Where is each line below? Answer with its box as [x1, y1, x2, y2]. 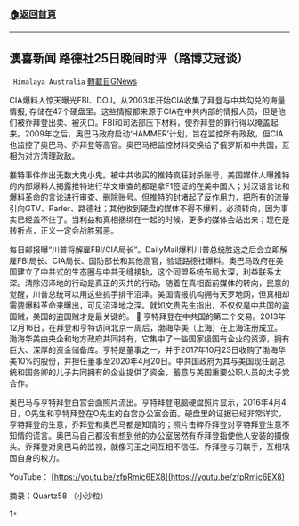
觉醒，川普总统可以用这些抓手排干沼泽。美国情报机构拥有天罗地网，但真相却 [9, 289, 290, 300]
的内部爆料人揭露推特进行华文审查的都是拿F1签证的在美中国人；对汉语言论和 [9, 181, 290, 192]
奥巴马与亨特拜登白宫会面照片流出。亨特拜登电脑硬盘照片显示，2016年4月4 [9, 397, 287, 407]
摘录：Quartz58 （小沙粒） [9, 490, 109, 501]
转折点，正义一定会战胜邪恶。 [9, 226, 118, 236]
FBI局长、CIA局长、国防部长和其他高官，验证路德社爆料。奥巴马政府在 [16, 256, 276, 267]
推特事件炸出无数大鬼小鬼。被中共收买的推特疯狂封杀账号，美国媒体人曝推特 [9, 169, 290, 180]
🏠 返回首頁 [9, 7, 57, 20]
